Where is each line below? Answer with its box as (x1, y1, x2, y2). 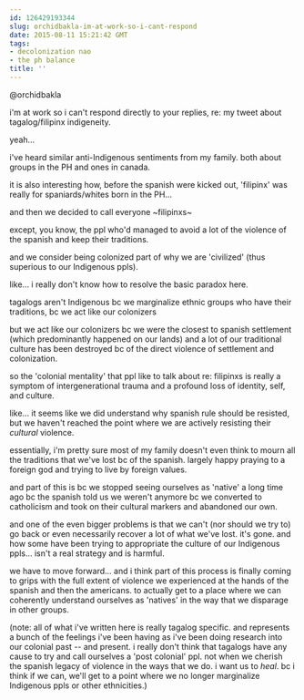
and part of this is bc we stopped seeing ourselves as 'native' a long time (9, 481, 284, 492)
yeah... (9, 134, 35, 145)
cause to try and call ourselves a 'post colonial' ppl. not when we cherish (9, 651, 283, 662)
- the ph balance (9, 56, 76, 65)
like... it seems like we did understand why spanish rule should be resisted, (9, 407, 289, 418)
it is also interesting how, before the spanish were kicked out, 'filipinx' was (9, 179, 289, 190)
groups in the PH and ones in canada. (9, 161, 151, 172)
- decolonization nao (9, 47, 92, 57)
